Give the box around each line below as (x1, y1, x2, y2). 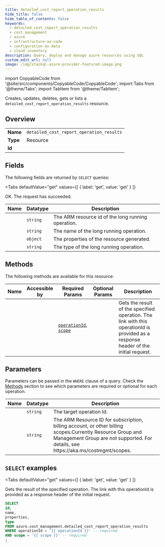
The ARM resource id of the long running (53, 213, 147, 220)
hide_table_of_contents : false (5, 16, 69, 21)
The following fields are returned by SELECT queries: (5, 174, 110, 180)
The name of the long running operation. (53, 227, 146, 234)
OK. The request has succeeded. (5, 193, 72, 199)
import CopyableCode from (5, 76, 60, 82)
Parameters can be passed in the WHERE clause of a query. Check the (5, 378, 144, 384)
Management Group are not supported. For (53, 435, 152, 442)
